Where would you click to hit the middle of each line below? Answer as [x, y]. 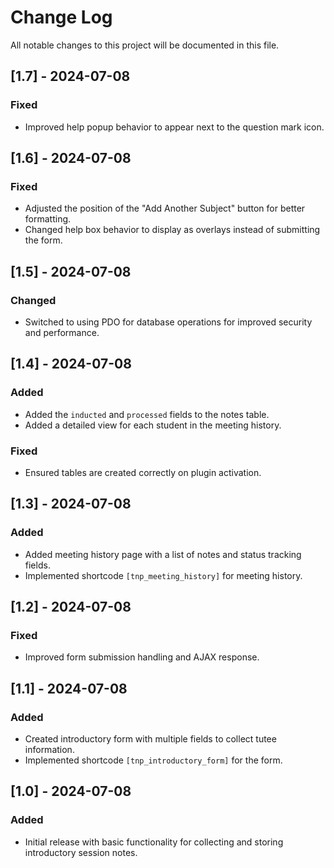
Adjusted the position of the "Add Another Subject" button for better [165, 208]
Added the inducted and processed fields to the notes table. [147, 414]
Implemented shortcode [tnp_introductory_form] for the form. [153, 760]
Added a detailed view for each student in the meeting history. [153, 425]
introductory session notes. [81, 852]
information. [49, 750]
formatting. [48, 219]
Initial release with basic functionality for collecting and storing [154, 842]
